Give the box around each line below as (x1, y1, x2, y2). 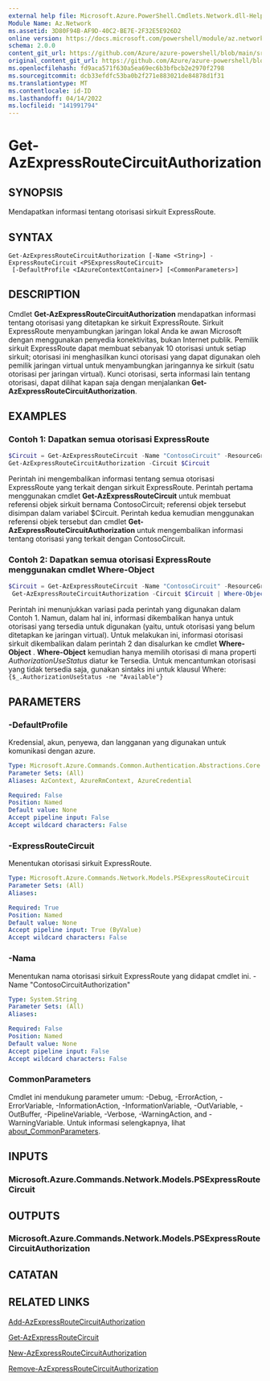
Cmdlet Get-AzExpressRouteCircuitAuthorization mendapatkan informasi (8, 309, 256, 318)
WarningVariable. (8, 1117, 66, 1127)
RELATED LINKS (8, 1296, 90, 1309)
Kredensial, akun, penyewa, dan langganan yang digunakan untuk (8, 737, 227, 747)
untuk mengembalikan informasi (136, 526, 243, 535)
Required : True (8, 904, 59, 912)
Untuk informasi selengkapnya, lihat (67, 1117, 186, 1127)
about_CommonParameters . (8, 1126, 101, 1136)
